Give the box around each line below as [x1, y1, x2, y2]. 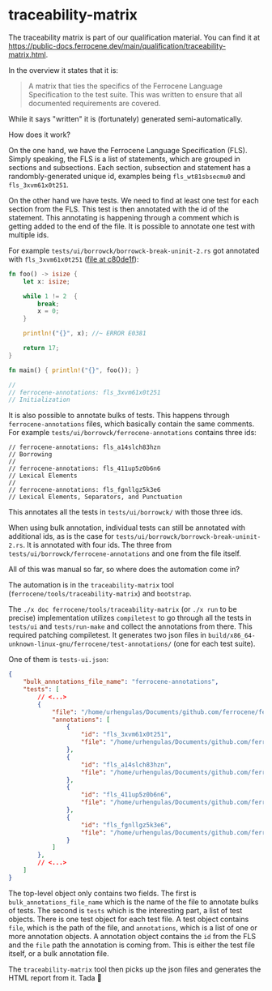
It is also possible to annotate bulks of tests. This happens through [8, 411, 231, 421]
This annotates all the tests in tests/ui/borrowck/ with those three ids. [8, 507, 243, 517]
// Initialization [8, 395, 70, 404]
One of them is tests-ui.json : [8, 655, 109, 664]
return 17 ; [23, 344, 60, 352]
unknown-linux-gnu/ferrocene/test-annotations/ [8, 640, 172, 649]
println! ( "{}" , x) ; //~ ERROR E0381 [23, 330, 147, 338]
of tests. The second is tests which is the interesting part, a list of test [8, 905, 243, 915]
